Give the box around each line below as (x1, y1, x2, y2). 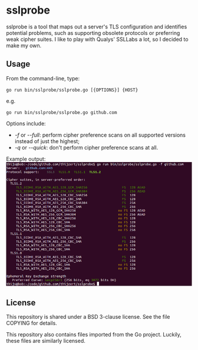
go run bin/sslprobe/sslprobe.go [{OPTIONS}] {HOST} (6, 87, 138, 93)
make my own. (6, 42, 42, 49)
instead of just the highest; (14, 137, 80, 145)
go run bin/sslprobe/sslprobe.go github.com (6, 109, 117, 115)
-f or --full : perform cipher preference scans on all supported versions (14, 131, 186, 138)
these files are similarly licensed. (6, 337, 85, 344)
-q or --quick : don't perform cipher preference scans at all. (14, 144, 159, 151)
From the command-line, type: (6, 74, 80, 82)
